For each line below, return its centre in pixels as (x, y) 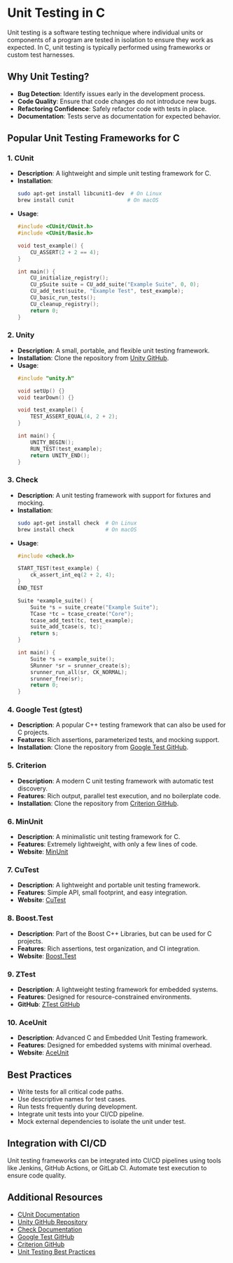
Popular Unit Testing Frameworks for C (94, 138)
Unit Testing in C (56, 13)
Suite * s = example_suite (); (73, 659)
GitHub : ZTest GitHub (49, 1004)
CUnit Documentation (49, 1214)
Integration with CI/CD (57, 1143)
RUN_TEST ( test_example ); (66, 449)
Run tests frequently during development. (77, 1106)
